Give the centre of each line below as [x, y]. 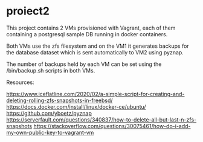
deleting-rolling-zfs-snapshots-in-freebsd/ [60, 100]
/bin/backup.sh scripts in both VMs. [51, 70]
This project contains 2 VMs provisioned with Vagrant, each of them [91, 28]
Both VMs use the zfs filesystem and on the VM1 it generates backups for [98, 46]
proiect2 [28, 11]
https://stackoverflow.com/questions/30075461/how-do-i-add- [112, 126]
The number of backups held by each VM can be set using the [84, 64]
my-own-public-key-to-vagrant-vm [50, 132]
